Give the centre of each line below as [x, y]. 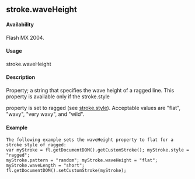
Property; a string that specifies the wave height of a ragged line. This [90, 90]
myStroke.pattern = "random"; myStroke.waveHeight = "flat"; [82, 160]
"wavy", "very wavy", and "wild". [45, 114]
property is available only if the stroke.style [58, 97]
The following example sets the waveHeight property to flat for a [90, 140]
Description [21, 77]
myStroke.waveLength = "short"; [45, 166]
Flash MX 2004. [25, 37]
